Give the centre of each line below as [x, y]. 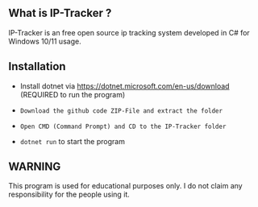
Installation [37, 66]
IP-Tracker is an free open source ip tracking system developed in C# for [129, 32]
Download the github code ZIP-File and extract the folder [121, 111]
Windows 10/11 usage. [45, 41]
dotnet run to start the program [72, 141]
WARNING [35, 167]
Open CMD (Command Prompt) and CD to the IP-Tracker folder [123, 126]
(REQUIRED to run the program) [73, 94]
